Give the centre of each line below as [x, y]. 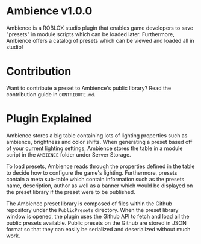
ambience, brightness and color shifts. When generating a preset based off [99, 142]
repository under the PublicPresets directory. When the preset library [92, 210]
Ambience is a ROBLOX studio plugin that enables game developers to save [100, 28]
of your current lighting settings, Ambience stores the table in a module [94, 148]
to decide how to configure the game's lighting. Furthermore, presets [92, 172]
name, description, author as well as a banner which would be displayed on [100, 186]
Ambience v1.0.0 [49, 11]
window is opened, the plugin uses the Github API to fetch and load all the [98, 216]
